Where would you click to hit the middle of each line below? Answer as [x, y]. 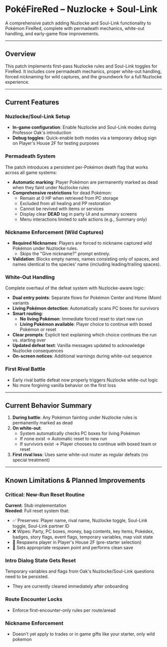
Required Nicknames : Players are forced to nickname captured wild [82, 243]
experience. [17, 82]
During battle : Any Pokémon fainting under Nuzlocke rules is [75, 417]
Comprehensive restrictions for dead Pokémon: [62, 193]
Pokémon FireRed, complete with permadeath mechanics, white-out [75, 28]
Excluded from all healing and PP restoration [65, 203]
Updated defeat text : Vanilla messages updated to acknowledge [79, 345]
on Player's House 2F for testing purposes [56, 143]
